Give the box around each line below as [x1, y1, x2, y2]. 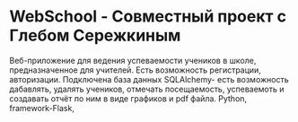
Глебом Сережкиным [9, 25, 181, 46]
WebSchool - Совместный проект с [9, 6, 287, 27]
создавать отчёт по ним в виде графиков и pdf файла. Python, [9, 92, 248, 104]
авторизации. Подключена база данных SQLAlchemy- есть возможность [9, 74, 289, 84]
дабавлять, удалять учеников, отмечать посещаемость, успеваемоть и [9, 83, 285, 94]
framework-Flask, [9, 102, 74, 113]
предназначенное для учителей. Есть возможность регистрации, [9, 65, 262, 75]
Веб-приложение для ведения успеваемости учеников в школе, [9, 55, 257, 65]
